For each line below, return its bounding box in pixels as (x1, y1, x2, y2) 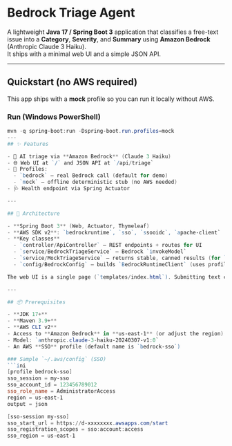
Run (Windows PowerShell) (7, 112, 101, 122)
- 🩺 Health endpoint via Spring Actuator (7, 185, 130, 192)
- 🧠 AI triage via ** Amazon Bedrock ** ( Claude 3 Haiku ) (7, 153, 171, 160)
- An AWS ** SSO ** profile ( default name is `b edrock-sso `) (7, 343, 181, 350)
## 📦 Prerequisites (7, 299, 66, 306)
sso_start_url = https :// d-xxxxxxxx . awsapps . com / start (7, 420, 168, 427)
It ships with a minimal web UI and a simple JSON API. (7, 50, 161, 58)
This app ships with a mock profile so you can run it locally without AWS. (7, 95, 215, 103)
